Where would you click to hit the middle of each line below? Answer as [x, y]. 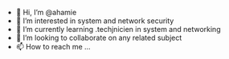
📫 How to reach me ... [53, 47]
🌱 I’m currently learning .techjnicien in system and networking [118, 29]
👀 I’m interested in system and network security [95, 21]
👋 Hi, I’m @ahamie [46, 12]
